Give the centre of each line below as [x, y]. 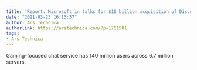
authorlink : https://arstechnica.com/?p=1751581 [67, 28]
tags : [13, 34]
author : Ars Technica [33, 22]
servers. [16, 62]
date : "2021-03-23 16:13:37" [42, 17]
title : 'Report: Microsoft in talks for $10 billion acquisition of [91, 11]
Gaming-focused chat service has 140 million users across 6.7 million [90, 56]
